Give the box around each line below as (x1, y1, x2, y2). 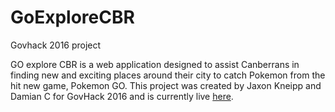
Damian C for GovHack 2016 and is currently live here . (10, 90, 234, 102)
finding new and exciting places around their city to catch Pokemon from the (10, 69, 326, 81)
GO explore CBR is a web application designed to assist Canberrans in (10, 58, 300, 70)
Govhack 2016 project (10, 39, 102, 51)
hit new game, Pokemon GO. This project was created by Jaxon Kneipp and (10, 79, 322, 91)
